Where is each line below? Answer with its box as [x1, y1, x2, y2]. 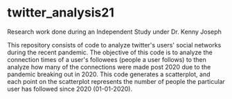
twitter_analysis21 [7, 5, 114, 21]
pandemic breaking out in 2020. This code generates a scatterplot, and [7, 70, 211, 78]
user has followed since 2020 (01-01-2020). [7, 85, 133, 93]
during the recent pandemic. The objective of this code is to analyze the [7, 48, 213, 56]
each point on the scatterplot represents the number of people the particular [7, 77, 225, 85]
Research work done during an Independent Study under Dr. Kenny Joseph [7, 27, 222, 36]
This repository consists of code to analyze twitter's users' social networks [7, 41, 222, 49]
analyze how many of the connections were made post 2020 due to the [7, 63, 211, 71]
